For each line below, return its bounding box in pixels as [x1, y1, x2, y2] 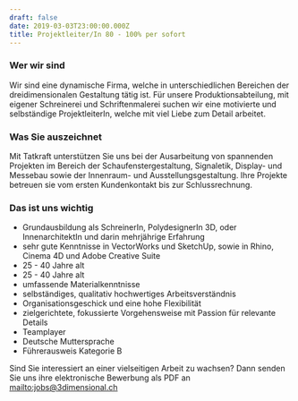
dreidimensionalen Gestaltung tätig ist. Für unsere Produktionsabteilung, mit [9, 89, 289, 99]
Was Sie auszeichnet [9, 131, 103, 143]
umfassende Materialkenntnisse [21, 279, 140, 290]
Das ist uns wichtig [9, 201, 94, 214]
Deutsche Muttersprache [21, 337, 115, 347]
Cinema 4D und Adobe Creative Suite [21, 251, 161, 261]
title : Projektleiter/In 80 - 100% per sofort [9, 30, 186, 38]
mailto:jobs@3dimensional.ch [9, 382, 118, 393]
